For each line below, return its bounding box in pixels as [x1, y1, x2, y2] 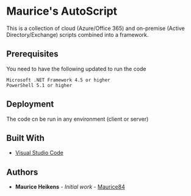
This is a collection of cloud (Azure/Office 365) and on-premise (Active [6, 24, 185, 32]
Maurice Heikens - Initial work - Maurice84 [15, 183, 125, 190]
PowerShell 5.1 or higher [6, 82, 72, 88]
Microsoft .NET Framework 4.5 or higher [6, 77, 111, 83]
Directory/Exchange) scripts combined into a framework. [6, 31, 149, 38]
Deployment [6, 99, 54, 110]
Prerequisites [6, 49, 59, 59]
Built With [6, 133, 45, 143]
